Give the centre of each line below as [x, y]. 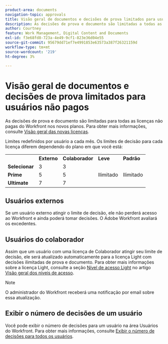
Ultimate [18, 183]
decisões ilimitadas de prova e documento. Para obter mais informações [80, 262]
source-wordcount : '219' [31, 52]
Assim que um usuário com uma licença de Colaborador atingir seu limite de [84, 251]
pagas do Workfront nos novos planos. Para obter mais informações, [76, 127]
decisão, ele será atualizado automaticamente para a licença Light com [78, 257]
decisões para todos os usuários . [39, 336]
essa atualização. [23, 297]
